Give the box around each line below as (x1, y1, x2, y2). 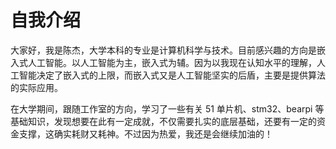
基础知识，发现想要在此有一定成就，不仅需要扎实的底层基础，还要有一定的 (10, 115, 317, 127)
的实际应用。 (10, 81, 63, 93)
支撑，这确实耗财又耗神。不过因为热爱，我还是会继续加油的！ (18, 127, 273, 140)
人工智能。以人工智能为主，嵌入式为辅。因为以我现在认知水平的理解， (27, 56, 317, 68)
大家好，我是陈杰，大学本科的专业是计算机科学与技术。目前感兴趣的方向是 (10, 44, 317, 56)
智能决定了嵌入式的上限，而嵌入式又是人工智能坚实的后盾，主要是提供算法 (18, 69, 326, 81)
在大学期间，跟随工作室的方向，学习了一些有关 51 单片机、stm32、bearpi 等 (10, 102, 325, 115)
